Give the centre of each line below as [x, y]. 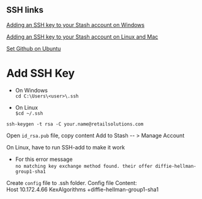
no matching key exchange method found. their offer [84, 166]
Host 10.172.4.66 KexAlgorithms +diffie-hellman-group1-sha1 [83, 189]
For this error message [44, 159]
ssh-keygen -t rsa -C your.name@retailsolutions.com [75, 124]
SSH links [25, 10]
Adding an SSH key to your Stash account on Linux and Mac [82, 37]
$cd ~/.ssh [29, 113]
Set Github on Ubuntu [34, 48]
